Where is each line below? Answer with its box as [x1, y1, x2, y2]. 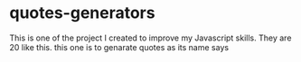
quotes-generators [9, 3, 155, 23]
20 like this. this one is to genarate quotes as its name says [9, 41, 229, 52]
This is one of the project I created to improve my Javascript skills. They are [9, 32, 292, 43]
